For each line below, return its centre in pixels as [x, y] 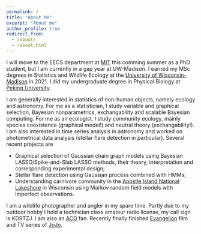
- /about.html [29, 46]
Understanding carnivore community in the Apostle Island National [97, 181]
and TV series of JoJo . [34, 224]
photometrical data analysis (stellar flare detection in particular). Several [95, 137]
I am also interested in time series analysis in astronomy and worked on [94, 131]
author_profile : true [33, 28]
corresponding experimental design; [60, 168]
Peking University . [28, 88]
